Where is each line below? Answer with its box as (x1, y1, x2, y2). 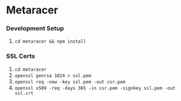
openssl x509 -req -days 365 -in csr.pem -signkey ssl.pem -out (14, 85, 176, 91)
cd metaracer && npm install (14, 39, 86, 44)
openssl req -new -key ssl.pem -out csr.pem (14, 79, 126, 85)
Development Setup (6, 25, 64, 33)
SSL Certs (6, 52, 35, 60)
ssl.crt (14, 90, 33, 96)
